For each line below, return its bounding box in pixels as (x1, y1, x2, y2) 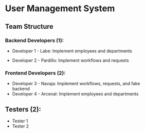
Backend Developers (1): (5, 37, 64, 44)
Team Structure (5, 22, 54, 31)
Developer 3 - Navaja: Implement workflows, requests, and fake (12, 81, 140, 87)
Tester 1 (12, 118, 28, 124)
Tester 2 (12, 123, 29, 129)
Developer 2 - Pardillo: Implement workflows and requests (12, 57, 129, 63)
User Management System (5, 3, 115, 14)
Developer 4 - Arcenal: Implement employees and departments (12, 91, 139, 97)
